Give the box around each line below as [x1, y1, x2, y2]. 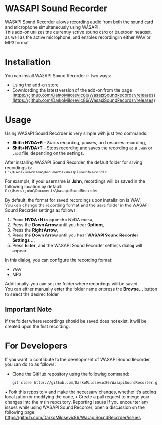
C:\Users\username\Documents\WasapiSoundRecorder [5, 170, 107, 174]
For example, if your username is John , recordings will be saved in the [5, 178, 145, 184]
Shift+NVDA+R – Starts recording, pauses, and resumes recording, [12, 140, 146, 145]
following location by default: [5, 183, 63, 189]
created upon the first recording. [5, 323, 70, 329]
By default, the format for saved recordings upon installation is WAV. [5, 197, 141, 203]
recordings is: [5, 164, 32, 170]
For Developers [5, 340, 68, 351]
